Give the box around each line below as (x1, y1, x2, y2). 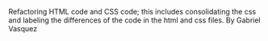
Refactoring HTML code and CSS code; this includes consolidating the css (8, 7, 257, 16)
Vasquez (8, 24, 38, 33)
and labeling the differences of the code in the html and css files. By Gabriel (8, 15, 261, 25)
